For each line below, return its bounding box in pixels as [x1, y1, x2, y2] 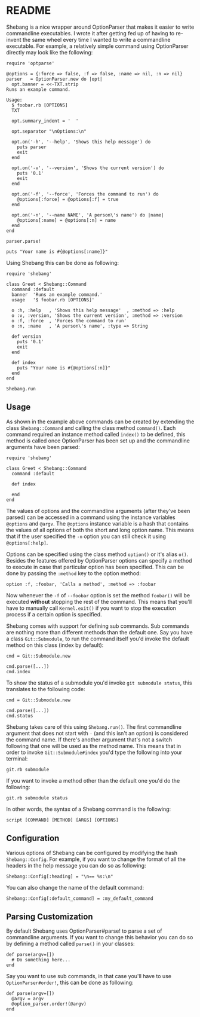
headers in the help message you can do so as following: [6, 862, 146, 869]
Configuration [6, 833, 60, 844]
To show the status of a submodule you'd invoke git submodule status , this [6, 679, 192, 686]
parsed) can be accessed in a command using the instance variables [6, 514, 176, 521]
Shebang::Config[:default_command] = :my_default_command [6, 895, 153, 902]
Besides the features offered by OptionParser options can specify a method [6, 557, 192, 564]
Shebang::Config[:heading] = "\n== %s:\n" [6, 874, 113, 879]
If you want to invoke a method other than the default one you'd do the [6, 777, 180, 784]
